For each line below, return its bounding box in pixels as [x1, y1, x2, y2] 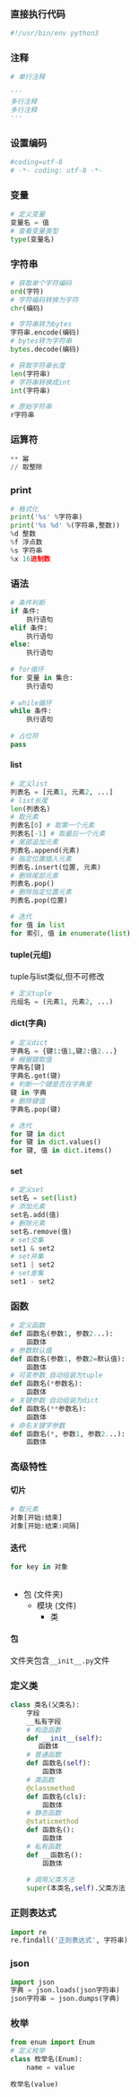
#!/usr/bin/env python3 [10, 29, 100, 38]
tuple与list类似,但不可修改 [10, 970, 105, 981]
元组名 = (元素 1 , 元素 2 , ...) [10, 997, 114, 1006]
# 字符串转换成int [10, 378, 71, 387]
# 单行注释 [10, 73, 46, 82]
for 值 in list [10, 920, 65, 929]
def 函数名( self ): [26, 1759, 91, 1768]
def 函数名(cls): [26, 1792, 87, 1801]
